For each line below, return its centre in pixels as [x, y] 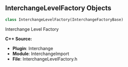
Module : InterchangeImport [41, 54]
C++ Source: [19, 39]
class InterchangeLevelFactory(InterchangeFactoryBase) [64, 19]
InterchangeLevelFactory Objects [58, 8]
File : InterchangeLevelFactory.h [45, 59]
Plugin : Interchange [33, 48]
